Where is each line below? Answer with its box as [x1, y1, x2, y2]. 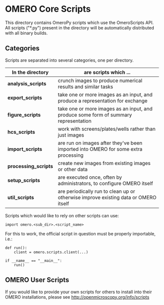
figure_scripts [7, 111, 41, 118]
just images [58, 131, 84, 138]
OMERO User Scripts [5, 276, 69, 284]
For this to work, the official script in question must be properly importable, [5, 231, 156, 236]
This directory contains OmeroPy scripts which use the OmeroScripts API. [5, 20, 154, 25]
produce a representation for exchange [58, 97, 148, 104]
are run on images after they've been [58, 140, 143, 146]
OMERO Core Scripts [5, 3, 91, 15]
